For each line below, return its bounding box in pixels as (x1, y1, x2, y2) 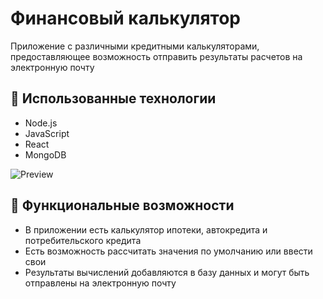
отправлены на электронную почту (24, 277, 177, 289)
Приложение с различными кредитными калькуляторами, (10, 40, 260, 52)
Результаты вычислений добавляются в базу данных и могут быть (24, 266, 310, 278)
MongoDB (24, 148, 67, 161)
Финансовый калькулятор (10, 7, 241, 30)
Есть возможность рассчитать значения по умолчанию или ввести (24, 245, 313, 257)
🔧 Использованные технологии (10, 90, 217, 107)
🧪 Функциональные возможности (10, 197, 235, 214)
